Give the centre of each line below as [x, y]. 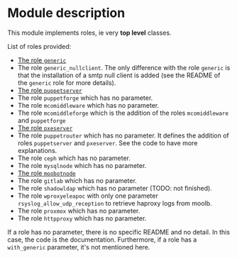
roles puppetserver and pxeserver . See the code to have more [108, 142]
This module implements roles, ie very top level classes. [89, 33]
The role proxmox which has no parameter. [79, 211]
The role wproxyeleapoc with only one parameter [88, 196]
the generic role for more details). [67, 82]
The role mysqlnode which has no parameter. [82, 165]
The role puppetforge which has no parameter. [85, 98]
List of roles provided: [39, 46]
